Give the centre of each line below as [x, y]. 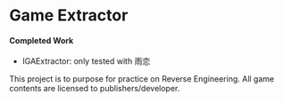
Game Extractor [69, 16]
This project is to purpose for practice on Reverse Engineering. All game [142, 79]
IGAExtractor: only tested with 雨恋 [86, 61]
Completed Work [42, 40]
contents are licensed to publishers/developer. [95, 89]
